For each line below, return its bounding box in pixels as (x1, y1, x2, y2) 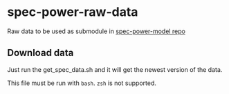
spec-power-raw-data (7, 4, 138, 20)
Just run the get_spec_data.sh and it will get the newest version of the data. (7, 65, 223, 73)
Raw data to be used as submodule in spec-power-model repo (7, 27, 185, 35)
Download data (7, 47, 74, 59)
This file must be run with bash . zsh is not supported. (7, 79, 157, 87)
